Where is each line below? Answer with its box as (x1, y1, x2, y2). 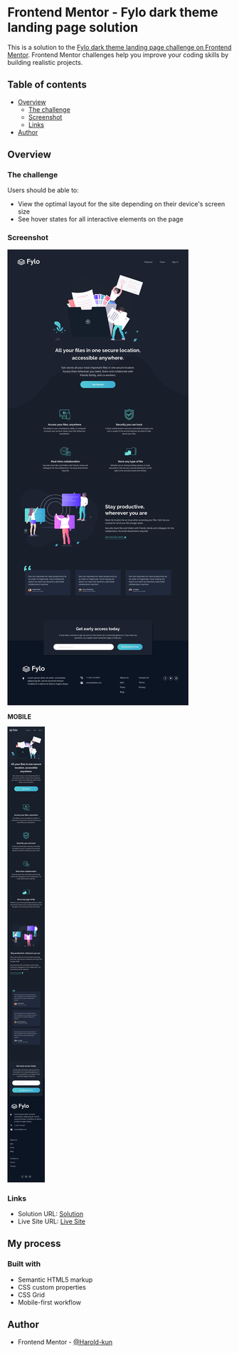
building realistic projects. (7, 58, 83, 66)
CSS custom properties (17, 1283, 87, 1291)
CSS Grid (17, 1290, 45, 1299)
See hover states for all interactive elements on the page (17, 215, 184, 224)
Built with (7, 1259, 41, 1269)
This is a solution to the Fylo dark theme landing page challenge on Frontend (7, 43, 232, 51)
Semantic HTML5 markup (17, 1275, 93, 1284)
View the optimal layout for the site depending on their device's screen (17, 200, 225, 209)
